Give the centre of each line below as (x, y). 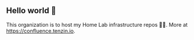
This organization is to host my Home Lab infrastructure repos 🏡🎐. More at (97, 24)
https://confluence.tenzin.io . (41, 31)
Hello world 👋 (31, 11)
